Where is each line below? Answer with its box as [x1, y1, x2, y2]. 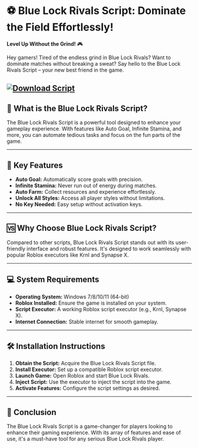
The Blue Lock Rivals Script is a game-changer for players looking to [6, 423, 173, 430]
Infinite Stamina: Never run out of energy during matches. [15, 182, 157, 189]
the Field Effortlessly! [6, 21, 114, 34]
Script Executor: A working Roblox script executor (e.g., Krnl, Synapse [15, 305, 187, 312]
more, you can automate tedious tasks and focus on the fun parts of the [6, 132, 181, 139]
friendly [6, 245, 26, 252]
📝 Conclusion [6, 407, 56, 417]
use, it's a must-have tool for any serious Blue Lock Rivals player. [6, 435, 164, 443]
